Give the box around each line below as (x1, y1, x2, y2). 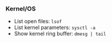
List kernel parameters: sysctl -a (14, 24, 95, 31)
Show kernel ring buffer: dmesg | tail (14, 30, 107, 37)
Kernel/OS (5, 5, 36, 13)
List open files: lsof (14, 18, 62, 25)
